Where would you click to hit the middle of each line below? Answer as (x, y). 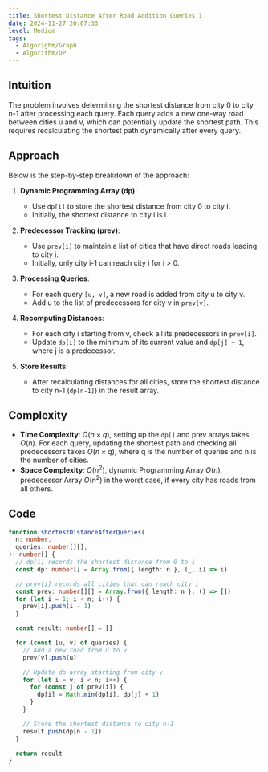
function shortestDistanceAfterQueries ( (77, 532)
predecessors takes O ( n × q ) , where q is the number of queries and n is (138, 452)
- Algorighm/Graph (47, 46)
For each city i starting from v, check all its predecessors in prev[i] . (144, 333)
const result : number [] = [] (64, 628)
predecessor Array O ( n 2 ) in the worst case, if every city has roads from (138, 479)
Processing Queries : (55, 278)
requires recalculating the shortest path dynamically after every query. (125, 130)
